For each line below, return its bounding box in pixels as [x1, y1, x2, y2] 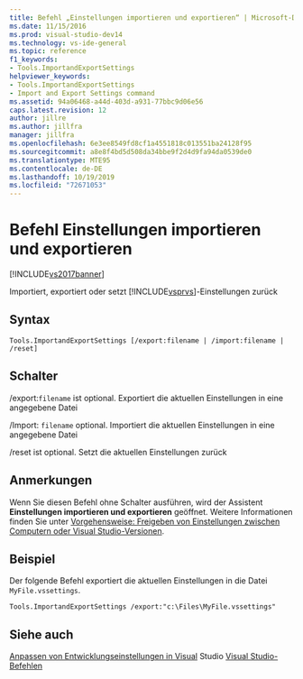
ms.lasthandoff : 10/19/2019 [9, 172, 115, 181]
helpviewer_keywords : [9, 72, 91, 81]
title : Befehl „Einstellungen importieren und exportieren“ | [9, 13, 248, 23]
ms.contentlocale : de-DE [9, 164, 103, 173]
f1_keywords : [9, 55, 59, 64]
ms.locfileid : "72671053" [9, 181, 106, 190]
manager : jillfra [9, 131, 75, 140]
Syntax [9, 312, 50, 327]
